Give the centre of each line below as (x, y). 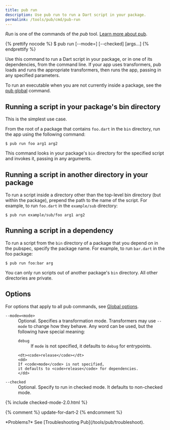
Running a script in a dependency (59, 231)
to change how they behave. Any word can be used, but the (91, 326)
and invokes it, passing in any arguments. (49, 159)
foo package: (19, 254)
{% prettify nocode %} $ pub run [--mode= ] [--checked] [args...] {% (77, 44)
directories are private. (29, 278)
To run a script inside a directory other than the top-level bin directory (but (83, 195)
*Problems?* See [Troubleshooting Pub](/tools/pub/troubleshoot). (75, 422)
